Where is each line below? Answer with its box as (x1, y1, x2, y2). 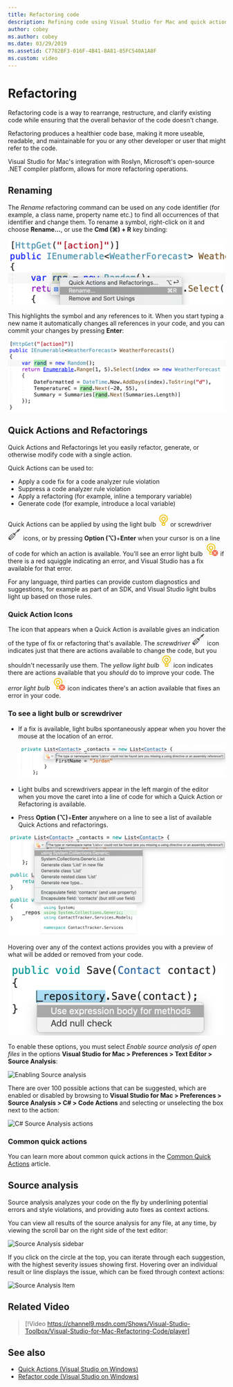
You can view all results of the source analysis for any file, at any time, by (8, 1218, 217, 1227)
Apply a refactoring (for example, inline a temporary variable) (17, 492, 192, 500)
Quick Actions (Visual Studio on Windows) (17, 1365, 139, 1373)
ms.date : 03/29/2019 (8, 40, 68, 48)
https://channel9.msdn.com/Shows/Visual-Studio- (47, 1319, 191, 1328)
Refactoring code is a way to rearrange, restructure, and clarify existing (8, 108, 212, 117)
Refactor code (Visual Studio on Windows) (17, 1372, 139, 1381)
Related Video (8, 1301, 70, 1313)
